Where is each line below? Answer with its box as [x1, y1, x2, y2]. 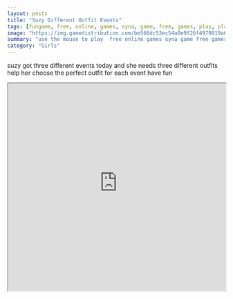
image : [7, 29, 26, 37]
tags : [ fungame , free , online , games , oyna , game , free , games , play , [7, 23, 215, 30]
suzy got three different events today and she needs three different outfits [7, 62, 218, 69]
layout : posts [7, 10, 48, 17]
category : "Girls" [7, 42, 60, 49]
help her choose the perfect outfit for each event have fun [7, 69, 173, 77]
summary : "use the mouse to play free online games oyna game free [7, 36, 209, 43]
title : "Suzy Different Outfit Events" [7, 17, 122, 24]
